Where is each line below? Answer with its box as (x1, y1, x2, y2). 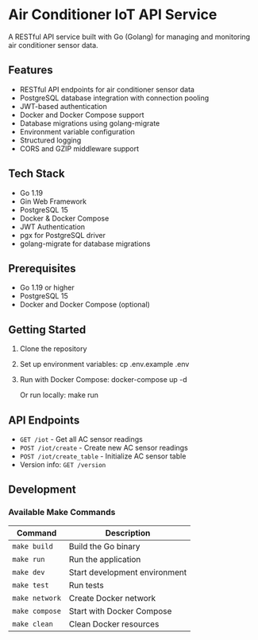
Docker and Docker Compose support (19, 110, 144, 119)
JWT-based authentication (19, 101, 107, 111)
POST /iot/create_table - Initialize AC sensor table (19, 451, 187, 461)
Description (105, 527, 151, 538)
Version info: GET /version (19, 460, 106, 469)
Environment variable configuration (19, 127, 135, 136)
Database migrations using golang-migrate (19, 118, 160, 128)
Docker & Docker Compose (19, 213, 110, 223)
